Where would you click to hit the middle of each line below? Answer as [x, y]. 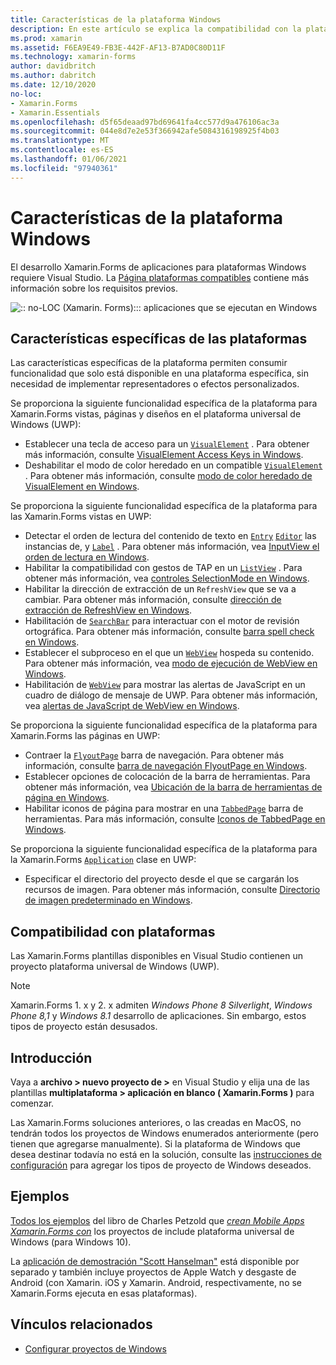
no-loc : [26, 94]
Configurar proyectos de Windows [95, 1348]
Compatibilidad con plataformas [113, 931]
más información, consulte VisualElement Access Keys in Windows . [164, 455]
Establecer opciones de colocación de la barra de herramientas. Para [167, 777]
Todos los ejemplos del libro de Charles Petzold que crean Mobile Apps [157, 1220]
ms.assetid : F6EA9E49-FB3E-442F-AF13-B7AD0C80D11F [118, 47]
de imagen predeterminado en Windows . [108, 900]
